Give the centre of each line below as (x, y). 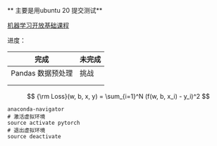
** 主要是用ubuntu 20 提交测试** (55, 10)
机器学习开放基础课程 (38, 25)
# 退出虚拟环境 (26, 130)
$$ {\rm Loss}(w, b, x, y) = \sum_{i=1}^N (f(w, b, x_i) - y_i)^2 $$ (118, 96)
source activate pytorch (44, 123)
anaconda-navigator (36, 109)
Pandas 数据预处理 (42, 73)
